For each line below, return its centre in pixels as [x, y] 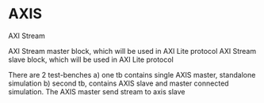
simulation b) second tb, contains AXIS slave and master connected [119, 83]
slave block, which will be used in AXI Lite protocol [91, 59]
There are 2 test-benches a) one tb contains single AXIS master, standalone [132, 74]
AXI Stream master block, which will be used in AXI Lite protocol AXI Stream [132, 51]
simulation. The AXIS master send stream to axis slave [97, 91]
